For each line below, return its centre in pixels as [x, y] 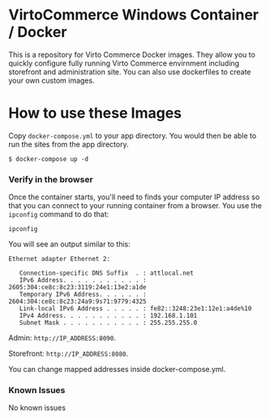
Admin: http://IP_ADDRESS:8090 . [62, 338]
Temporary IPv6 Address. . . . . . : [83, 295]
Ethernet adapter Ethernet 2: [60, 259]
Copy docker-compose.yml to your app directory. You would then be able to [133, 135]
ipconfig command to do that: [59, 214]
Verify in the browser [51, 179]
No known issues [37, 408]
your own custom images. [51, 80]
